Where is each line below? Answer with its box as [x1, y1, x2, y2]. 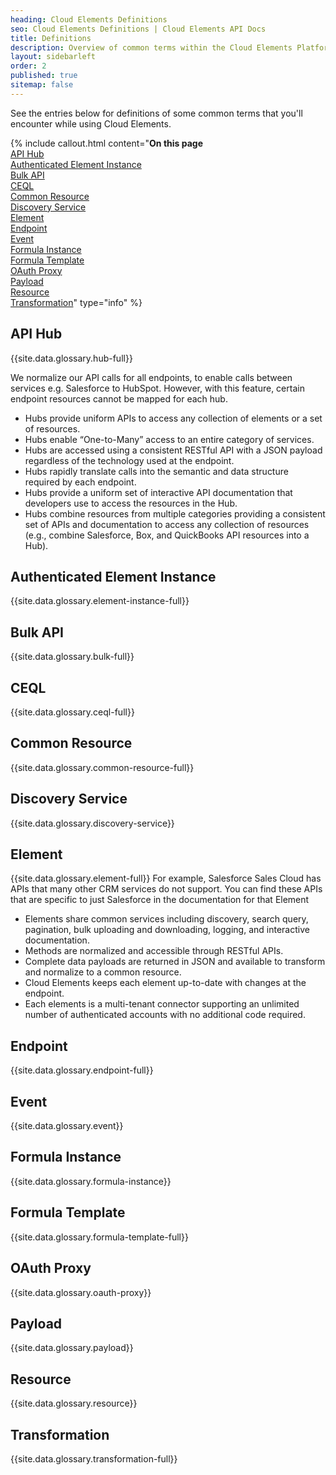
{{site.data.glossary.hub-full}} [10, 352, 133, 364]
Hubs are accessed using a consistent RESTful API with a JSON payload [24, 444, 323, 456]
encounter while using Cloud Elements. [10, 117, 172, 130]
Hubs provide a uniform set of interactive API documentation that [24, 486, 293, 498]
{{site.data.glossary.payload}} [10, 1342, 134, 1354]
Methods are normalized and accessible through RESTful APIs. [24, 945, 284, 957]
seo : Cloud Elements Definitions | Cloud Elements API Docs [10, 24, 267, 34]
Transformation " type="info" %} [10, 296, 143, 308]
